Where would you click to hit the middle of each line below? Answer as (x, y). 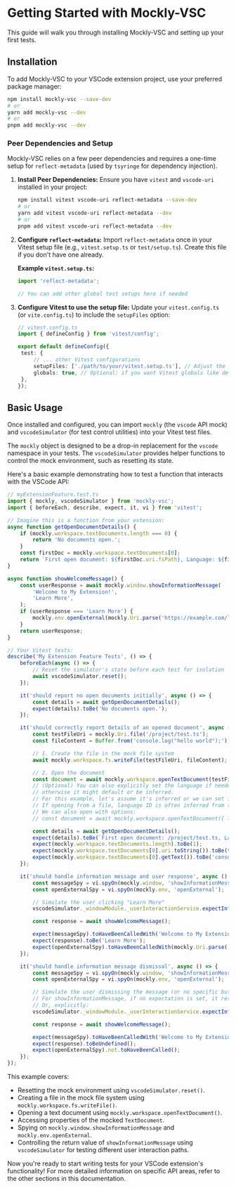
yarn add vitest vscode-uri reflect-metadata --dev (94, 213)
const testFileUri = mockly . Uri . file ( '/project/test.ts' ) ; (121, 735)
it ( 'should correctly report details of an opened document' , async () (127, 728)
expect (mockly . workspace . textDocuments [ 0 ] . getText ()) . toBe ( (122, 857)
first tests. (22, 39)
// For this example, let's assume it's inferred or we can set (129, 799)
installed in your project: (52, 187)
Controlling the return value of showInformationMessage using (105, 1142)
